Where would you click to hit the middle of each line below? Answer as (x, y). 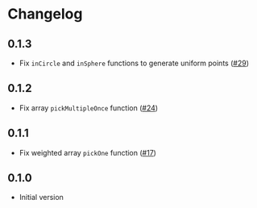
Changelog (45, 14)
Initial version (41, 198)
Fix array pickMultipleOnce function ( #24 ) (89, 108)
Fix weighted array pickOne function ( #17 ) (87, 152)
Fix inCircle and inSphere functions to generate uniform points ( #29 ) (134, 63)
